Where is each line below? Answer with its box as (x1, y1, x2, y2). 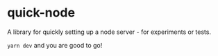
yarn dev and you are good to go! (7, 41, 103, 49)
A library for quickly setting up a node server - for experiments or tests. (7, 28, 212, 36)
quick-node (7, 5, 75, 21)
